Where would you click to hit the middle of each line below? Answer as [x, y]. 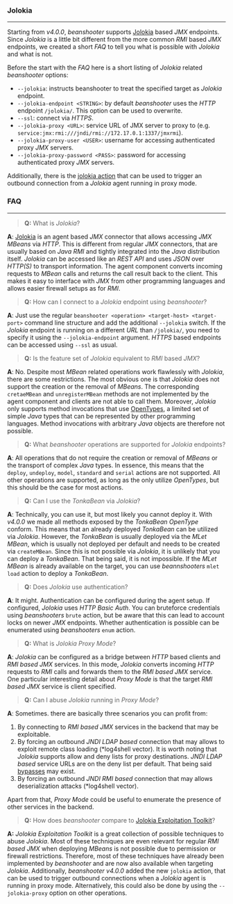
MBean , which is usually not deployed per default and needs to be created [114, 544]
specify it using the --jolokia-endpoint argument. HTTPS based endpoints [114, 337]
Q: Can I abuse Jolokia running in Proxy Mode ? [92, 700]
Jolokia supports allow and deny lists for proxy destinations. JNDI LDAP [120, 756]
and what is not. [30, 54]
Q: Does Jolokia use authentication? [76, 587]
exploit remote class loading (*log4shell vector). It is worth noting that [117, 749]
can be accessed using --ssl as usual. [62, 345]
